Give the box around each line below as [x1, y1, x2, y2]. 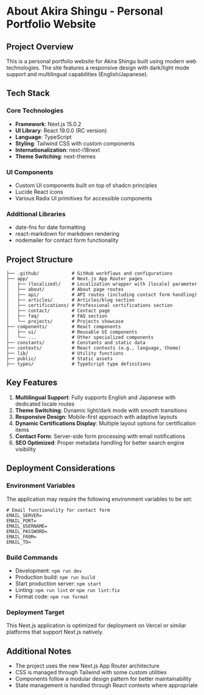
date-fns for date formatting [15, 224, 86, 231]
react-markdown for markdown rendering [15, 230, 120, 238]
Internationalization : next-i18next [15, 146, 100, 153]
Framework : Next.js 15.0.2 [15, 120, 82, 127]
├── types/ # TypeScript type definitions [6, 361, 151, 367]
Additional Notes [6, 646, 72, 656]
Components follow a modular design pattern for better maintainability [15, 675, 192, 682]
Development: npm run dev [15, 566, 82, 574]
